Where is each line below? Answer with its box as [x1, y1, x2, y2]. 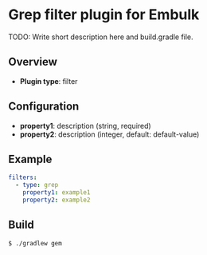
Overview [8, 55, 58, 69]
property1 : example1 [22, 189, 91, 197]
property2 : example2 [22, 196, 91, 204]
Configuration [8, 100, 80, 114]
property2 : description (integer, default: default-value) [19, 129, 200, 139]
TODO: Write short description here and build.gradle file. [8, 32, 193, 42]
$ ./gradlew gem [8, 239, 62, 247]
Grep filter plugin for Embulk [8, 6, 200, 24]
